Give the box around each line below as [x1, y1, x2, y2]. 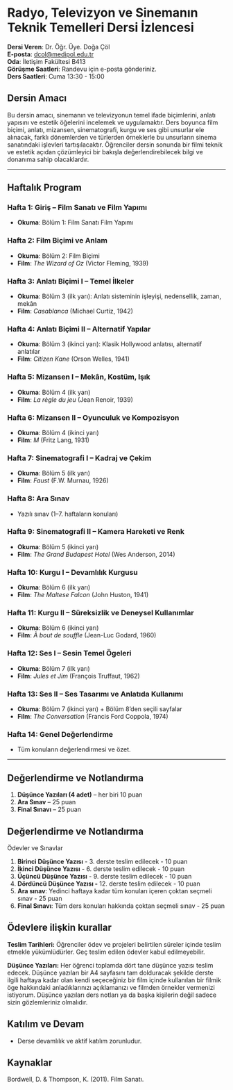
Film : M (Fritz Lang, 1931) [17, 436, 90, 444]
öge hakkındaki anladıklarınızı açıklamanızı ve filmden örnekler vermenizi [7, 983, 215, 991]
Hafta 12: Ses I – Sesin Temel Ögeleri [7, 649, 132, 658]
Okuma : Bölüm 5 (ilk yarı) [17, 469, 91, 478]
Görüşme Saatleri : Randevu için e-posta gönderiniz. [7, 65, 157, 73]
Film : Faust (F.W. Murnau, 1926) [17, 476, 109, 485]
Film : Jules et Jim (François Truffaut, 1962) [17, 672, 140, 680]
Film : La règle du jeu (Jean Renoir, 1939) [17, 395, 134, 404]
